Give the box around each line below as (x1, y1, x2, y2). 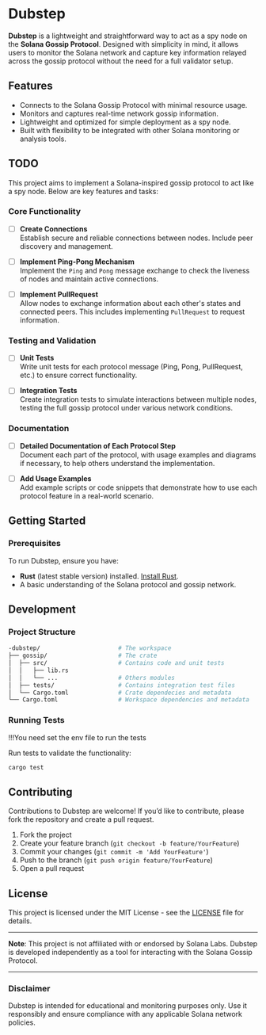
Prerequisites (8, 538, 61, 549)
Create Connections (19, 223, 88, 234)
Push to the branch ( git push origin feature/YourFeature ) (19, 855, 214, 865)
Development (8, 602, 77, 616)
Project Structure (8, 626, 76, 637)
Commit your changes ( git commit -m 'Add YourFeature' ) (19, 847, 209, 857)
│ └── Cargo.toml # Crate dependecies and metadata (8, 689, 232, 697)
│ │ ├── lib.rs (8, 666, 69, 674)
